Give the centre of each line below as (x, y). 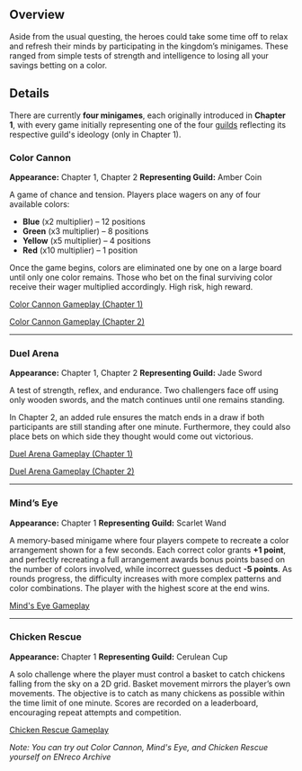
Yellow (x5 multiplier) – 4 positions (86, 240)
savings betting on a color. (58, 65)
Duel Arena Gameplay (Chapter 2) (72, 471)
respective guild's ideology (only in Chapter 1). (95, 134)
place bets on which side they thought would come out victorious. (131, 436)
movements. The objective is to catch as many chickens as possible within (147, 693)
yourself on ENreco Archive (60, 757)
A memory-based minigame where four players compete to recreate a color (149, 540)
